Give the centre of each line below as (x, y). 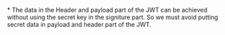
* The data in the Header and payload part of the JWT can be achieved (107, 10)
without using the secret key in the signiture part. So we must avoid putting (113, 17)
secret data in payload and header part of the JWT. (79, 24)
